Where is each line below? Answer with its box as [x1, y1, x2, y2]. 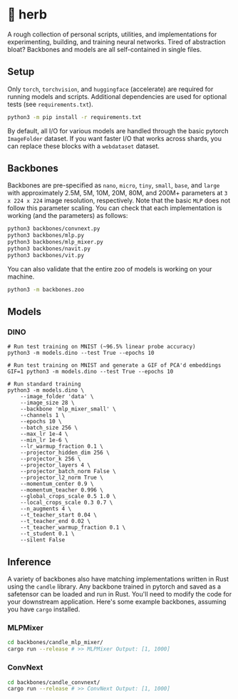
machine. [7, 272, 35, 281]
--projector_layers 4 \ [20, 462, 91, 469]
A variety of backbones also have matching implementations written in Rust [7, 575, 229, 584]
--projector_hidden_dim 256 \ [20, 449, 110, 457]
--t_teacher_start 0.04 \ [20, 512, 98, 519]
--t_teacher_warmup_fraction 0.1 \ [20, 524, 126, 532]
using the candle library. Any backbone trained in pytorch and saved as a [7, 582, 222, 591]
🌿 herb [7, 6, 48, 23]
